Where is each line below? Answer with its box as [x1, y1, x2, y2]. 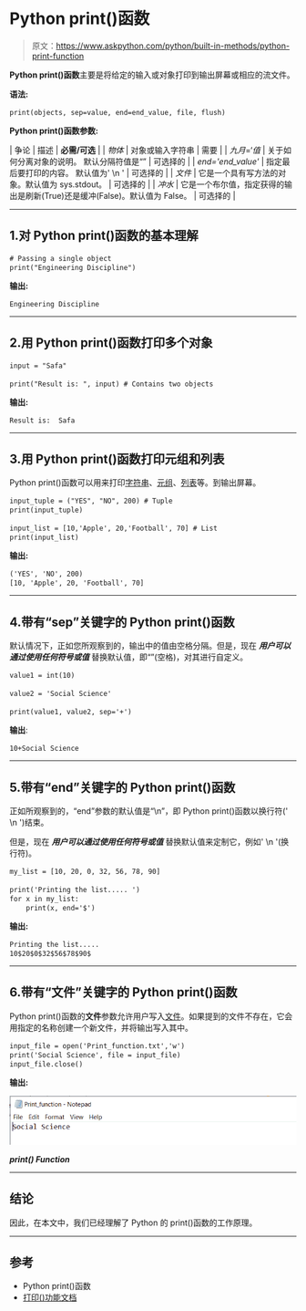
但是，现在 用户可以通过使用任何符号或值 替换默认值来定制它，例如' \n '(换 [9, 837, 290, 847]
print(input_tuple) [9, 505, 84, 515]
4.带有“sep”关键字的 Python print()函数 [9, 614, 235, 629]
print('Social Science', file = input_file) [9, 1050, 181, 1059]
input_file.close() [9, 1059, 84, 1068]
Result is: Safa [9, 416, 76, 425]
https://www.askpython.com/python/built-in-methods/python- [56, 40, 290, 51]
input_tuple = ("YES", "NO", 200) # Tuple [9, 496, 173, 506]
